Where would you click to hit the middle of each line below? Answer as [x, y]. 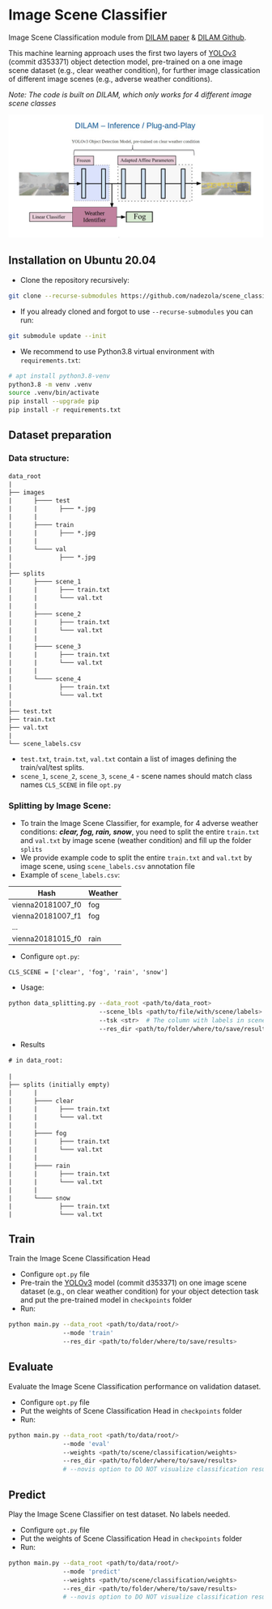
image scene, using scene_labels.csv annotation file [108, 866]
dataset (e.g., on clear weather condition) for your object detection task [139, 1291]
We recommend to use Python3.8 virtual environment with [117, 351]
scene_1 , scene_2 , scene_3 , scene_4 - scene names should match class [136, 776]
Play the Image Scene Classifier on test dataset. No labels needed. [119, 1514]
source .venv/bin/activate [54, 393]
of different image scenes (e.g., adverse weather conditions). [110, 79]
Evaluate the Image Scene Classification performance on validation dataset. [135, 1386]
